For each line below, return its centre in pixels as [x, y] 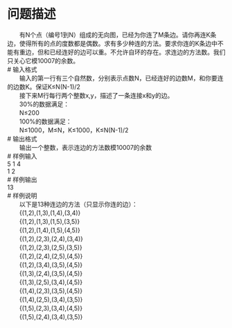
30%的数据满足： [44, 104]
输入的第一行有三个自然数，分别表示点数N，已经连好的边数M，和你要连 [121, 78]
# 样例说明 [22, 196]
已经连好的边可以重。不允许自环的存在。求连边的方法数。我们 [137, 52]
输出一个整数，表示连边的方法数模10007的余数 [86, 147]
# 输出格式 [22, 139]
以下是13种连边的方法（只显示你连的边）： [79, 204]
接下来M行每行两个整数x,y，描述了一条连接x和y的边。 [96, 95]
